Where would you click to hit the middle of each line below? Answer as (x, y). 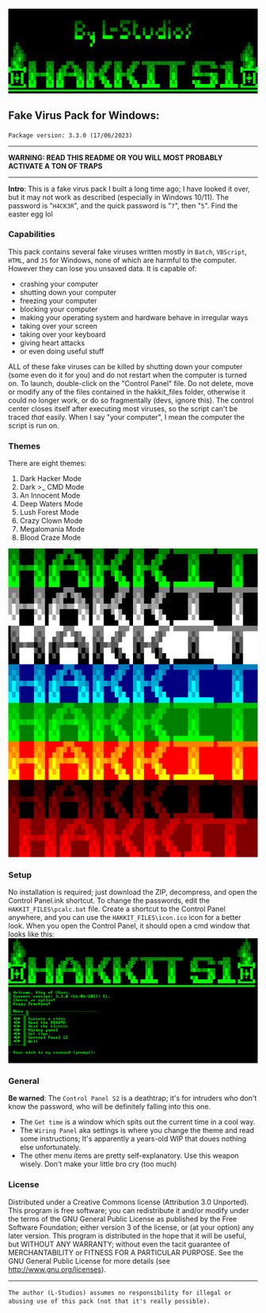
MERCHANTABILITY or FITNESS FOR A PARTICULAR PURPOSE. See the (126, 1252)
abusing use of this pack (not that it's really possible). (110, 1301)
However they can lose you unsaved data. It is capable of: (103, 268)
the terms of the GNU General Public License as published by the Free (123, 1219)
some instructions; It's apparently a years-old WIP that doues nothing (133, 1139)
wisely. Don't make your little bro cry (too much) (98, 1164)
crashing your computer (59, 284)
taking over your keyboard (63, 334)
